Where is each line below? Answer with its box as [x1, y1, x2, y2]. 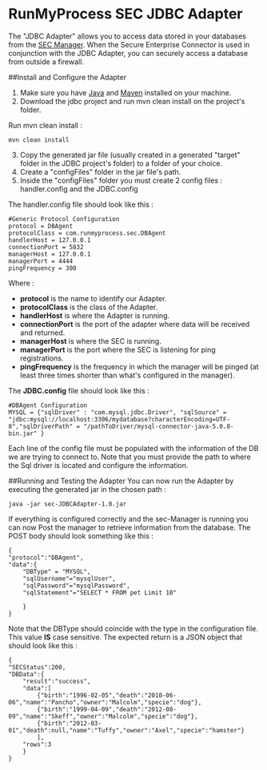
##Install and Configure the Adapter [8, 72, 126, 82]
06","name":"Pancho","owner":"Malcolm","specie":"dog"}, [8, 698, 202, 706]
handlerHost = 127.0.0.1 [8, 236, 91, 244]
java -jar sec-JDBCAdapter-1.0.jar [8, 500, 127, 508]
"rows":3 [22, 740, 52, 748]
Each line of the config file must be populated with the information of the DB [8, 443, 259, 453]
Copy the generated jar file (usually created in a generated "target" [19, 150, 241, 159]
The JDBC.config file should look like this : [8, 385, 149, 395]
